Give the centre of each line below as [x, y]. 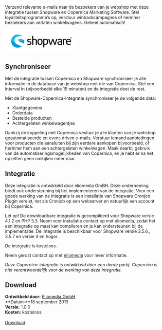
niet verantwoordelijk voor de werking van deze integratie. [63, 270]
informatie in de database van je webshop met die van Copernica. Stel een [80, 83]
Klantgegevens [27, 108]
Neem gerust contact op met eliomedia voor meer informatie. [66, 255]
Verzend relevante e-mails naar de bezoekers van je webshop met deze [77, 7]
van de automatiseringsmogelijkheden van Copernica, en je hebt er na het [79, 153]
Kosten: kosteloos [23, 312]
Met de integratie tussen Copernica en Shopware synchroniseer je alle [76, 78]
